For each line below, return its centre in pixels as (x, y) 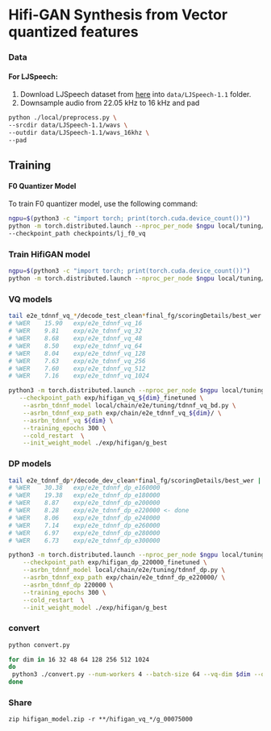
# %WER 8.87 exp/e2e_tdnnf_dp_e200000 (84, 503)
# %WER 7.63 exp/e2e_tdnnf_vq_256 (77, 361)
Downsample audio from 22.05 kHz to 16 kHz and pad (110, 103)
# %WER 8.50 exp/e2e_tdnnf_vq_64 (75, 346)
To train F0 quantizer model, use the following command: (103, 204)
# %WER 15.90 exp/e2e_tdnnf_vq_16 (75, 324)
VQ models (30, 299)
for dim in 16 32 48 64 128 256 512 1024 (79, 659)
